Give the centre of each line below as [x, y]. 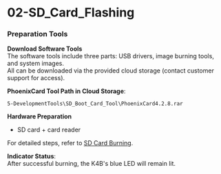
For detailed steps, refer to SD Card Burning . [70, 143]
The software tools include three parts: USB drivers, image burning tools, [111, 56]
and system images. [35, 64]
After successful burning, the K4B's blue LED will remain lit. [92, 164]
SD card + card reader [49, 130]
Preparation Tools [38, 34]
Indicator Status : [32, 156]
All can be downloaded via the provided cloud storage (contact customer [111, 71]
